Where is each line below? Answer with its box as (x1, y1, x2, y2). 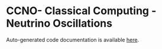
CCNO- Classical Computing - (6, 4, 157, 18)
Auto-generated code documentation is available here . (6, 36, 140, 43)
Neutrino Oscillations (6, 17, 112, 30)
